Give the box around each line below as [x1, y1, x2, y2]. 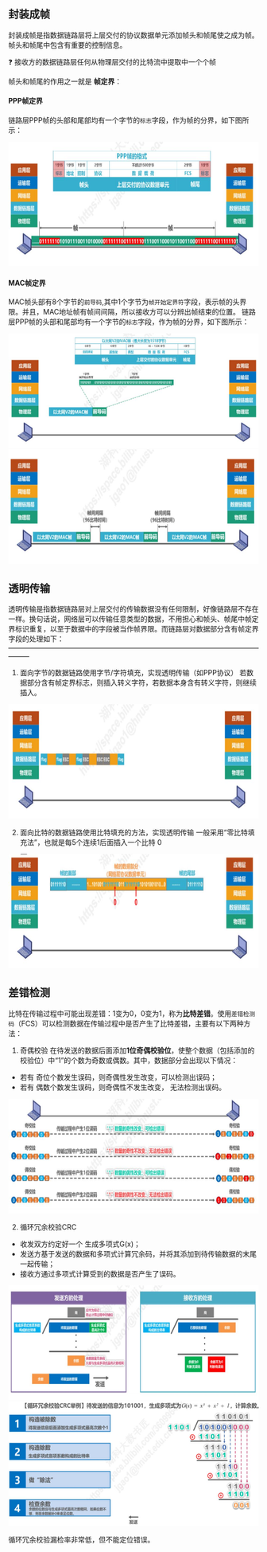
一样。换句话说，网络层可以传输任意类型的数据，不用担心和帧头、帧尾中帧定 [8, 614, 259, 624]
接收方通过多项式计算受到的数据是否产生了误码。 [19, 1269, 180, 1278]
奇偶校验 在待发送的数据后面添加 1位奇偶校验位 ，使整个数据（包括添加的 [19, 1046, 255, 1055]
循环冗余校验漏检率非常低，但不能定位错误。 [8, 1534, 155, 1544]
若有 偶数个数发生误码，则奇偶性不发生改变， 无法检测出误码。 [19, 1082, 226, 1092]
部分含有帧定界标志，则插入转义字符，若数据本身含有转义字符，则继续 [26, 678, 257, 687]
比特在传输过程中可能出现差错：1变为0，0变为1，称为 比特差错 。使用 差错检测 [8, 1008, 256, 1018]
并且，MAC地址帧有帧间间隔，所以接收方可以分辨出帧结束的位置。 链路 [21, 307, 256, 317]
